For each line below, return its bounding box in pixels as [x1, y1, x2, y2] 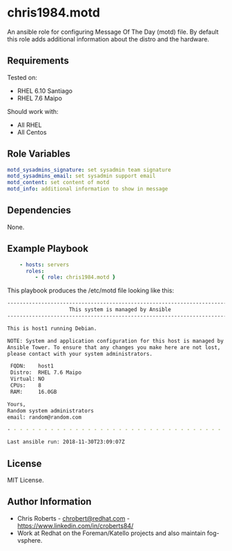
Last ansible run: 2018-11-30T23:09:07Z [7, 439, 126, 445]
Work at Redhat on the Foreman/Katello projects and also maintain [17, 529, 206, 537]
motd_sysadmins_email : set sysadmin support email [7, 172, 156, 180]
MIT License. [7, 476, 44, 484]
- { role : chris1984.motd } [35, 274, 116, 281]
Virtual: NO [10, 376, 45, 383]
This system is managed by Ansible [68, 306, 171, 313]
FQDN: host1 [10, 363, 54, 370]
